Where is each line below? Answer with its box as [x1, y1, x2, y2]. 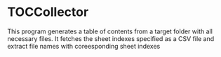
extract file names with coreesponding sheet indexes [7, 42, 161, 50]
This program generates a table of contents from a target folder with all [7, 27, 213, 35]
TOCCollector [7, 4, 89, 20]
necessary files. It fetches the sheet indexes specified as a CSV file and [7, 34, 215, 42]
